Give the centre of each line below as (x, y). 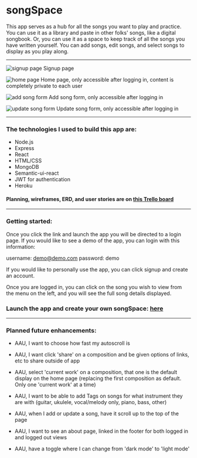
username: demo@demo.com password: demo (63, 258)
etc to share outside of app (47, 361)
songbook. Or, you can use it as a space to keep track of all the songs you (96, 39)
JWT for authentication (42, 179)
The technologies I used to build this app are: (72, 129)
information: (21, 246)
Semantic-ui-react (37, 173)
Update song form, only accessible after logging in (118, 108)
